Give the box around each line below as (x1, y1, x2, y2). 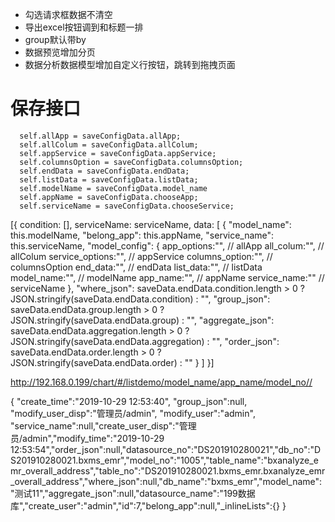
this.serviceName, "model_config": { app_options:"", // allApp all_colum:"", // (10, 239, 325, 252)
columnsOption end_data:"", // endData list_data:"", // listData (10, 261, 263, 273)
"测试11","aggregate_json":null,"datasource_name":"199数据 (10, 487, 256, 499)
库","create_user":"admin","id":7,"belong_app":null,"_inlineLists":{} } (10, 499, 287, 512)
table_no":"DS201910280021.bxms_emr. (98, 464, 264, 477)
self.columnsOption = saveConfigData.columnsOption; (19, 157, 244, 167)
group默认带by (24, 34, 87, 45)
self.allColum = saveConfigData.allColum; (19, 139, 199, 150)
